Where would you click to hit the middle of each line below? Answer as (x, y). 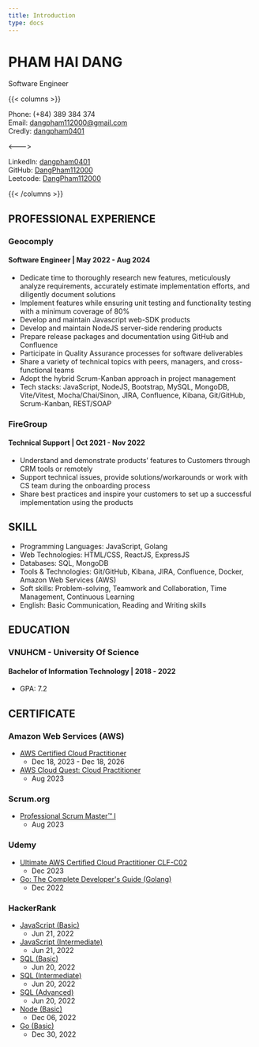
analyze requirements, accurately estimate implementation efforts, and (135, 286)
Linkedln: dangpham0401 (49, 162)
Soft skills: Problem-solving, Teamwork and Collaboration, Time (123, 588)
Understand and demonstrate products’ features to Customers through (135, 461)
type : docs (26, 23)
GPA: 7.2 (33, 689)
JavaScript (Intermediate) (61, 942)
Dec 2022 (48, 887)
